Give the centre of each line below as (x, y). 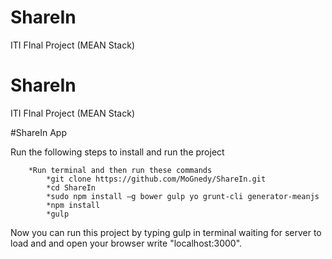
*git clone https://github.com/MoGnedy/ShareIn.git (156, 179)
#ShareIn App (38, 132)
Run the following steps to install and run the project (117, 152)
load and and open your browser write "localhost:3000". (126, 243)
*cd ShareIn (71, 187)
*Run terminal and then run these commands (120, 170)
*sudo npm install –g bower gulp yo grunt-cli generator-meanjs (183, 196)
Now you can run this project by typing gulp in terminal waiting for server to (166, 232)
